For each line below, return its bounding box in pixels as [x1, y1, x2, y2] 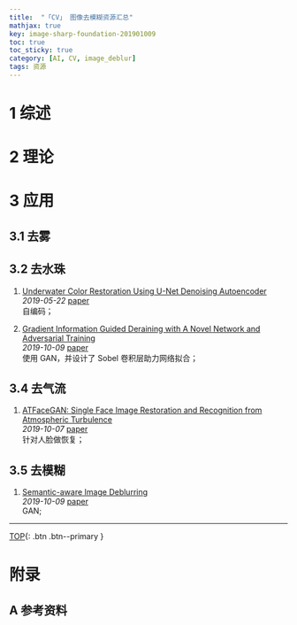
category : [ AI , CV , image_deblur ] [9, 54, 137, 63]
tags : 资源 [9, 63, 47, 72]
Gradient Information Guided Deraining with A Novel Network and [21, 323, 261, 334]
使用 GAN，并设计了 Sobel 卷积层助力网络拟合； [21, 352, 199, 363]
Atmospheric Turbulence [21, 414, 113, 425]
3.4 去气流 [9, 382, 66, 397]
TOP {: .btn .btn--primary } [9, 531, 104, 542]
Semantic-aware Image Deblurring [21, 487, 148, 498]
